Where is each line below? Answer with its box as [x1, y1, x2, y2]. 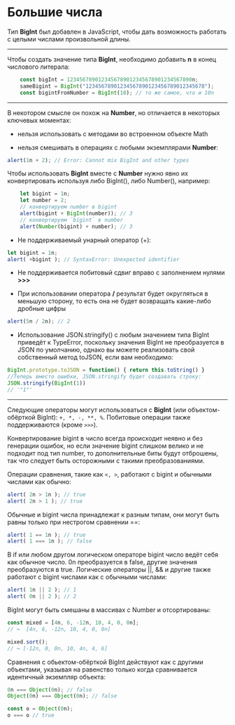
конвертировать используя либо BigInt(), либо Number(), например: [7, 177, 211, 185]
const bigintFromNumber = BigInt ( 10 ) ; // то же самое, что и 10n [20, 89, 215, 96]
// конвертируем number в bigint [20, 204, 117, 211]
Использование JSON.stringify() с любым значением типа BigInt [17, 331, 210, 339]
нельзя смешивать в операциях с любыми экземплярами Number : [17, 143, 219, 152]
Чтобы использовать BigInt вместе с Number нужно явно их [7, 169, 189, 178]
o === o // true [7, 712, 55, 719]
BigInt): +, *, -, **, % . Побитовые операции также [37, 413, 191, 421]
